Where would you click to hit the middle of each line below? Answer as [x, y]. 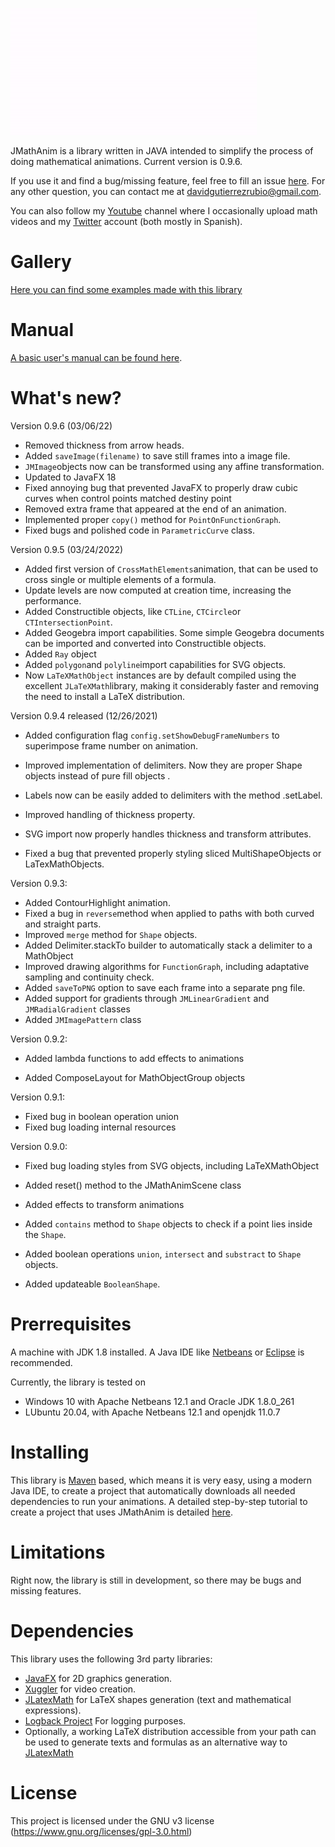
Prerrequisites [71, 1324]
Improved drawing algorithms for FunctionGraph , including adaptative [167, 966]
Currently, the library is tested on [78, 1382]
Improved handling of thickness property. [110, 814]
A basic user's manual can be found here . [96, 357]
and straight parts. [63, 924]
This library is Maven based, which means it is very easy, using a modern [161, 1480]
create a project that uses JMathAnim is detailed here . [121, 1512]
